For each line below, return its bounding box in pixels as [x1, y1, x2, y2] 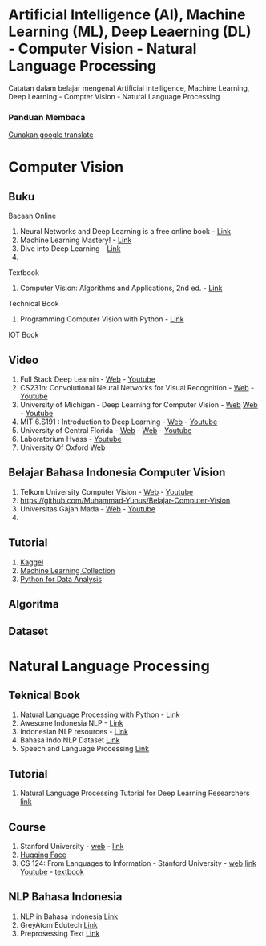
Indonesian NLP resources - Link [19, 727, 128, 737]
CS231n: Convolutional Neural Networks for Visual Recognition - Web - [19, 383, 255, 393]
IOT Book [8, 330, 39, 340]
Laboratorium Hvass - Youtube [19, 435, 122, 444]
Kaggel [19, 557, 44, 567]
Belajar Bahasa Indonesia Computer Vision [8, 466, 226, 479]
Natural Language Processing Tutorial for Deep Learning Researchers [19, 788, 250, 798]
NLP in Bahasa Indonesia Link [19, 912, 119, 921]
